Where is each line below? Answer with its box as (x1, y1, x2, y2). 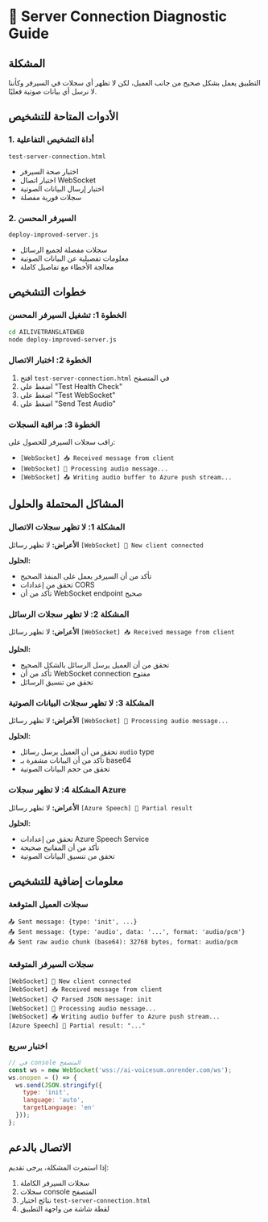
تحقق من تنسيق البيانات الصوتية (19, 851, 115, 860)
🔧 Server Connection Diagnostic (8, 7, 228, 26)
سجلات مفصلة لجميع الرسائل (19, 245, 108, 254)
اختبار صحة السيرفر (19, 166, 79, 176)
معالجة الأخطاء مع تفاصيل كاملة (19, 262, 114, 271)
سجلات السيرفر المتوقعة (8, 959, 94, 970)
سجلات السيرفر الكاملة (19, 1178, 90, 1187)
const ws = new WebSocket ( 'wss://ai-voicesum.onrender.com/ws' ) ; (8, 1065, 232, 1074)
